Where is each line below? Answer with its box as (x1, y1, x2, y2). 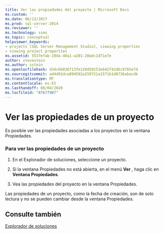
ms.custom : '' (5, 12, 35, 17)
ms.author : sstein (5, 62, 43, 67)
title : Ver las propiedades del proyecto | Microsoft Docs (5, 7, 129, 12)
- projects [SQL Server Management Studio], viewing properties (5, 44, 140, 49)
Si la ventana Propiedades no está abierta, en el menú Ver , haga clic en (12, 166, 159, 172)
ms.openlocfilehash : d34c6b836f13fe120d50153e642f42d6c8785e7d (5, 67, 138, 72)
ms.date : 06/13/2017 (5, 16, 48, 21)
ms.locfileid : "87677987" (5, 90, 58, 95)
